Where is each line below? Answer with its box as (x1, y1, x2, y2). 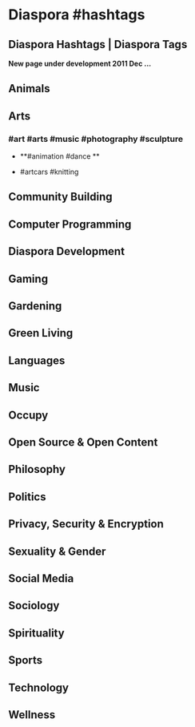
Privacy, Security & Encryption (8, 517, 164, 531)
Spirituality (8, 626, 66, 640)
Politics (8, 490, 46, 503)
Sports (8, 653, 43, 667)
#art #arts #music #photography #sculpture (8, 133, 184, 144)
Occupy (8, 408, 49, 422)
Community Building (8, 190, 113, 204)
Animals (8, 82, 50, 95)
